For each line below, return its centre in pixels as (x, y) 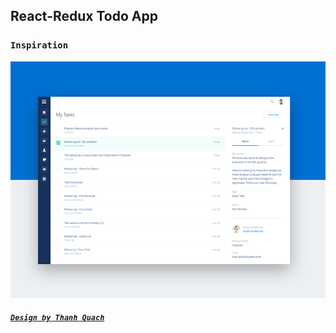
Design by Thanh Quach (57, 318)
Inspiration (39, 45)
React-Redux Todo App (84, 16)
